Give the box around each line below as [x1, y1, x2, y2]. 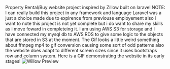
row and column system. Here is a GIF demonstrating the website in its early [5, 53, 165, 59]
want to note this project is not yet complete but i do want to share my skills [5, 20, 163, 26]
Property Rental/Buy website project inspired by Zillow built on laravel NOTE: [5, 5, 165, 10]
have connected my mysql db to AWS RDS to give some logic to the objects [5, 31, 163, 37]
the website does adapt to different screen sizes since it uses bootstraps [5, 48, 157, 53]
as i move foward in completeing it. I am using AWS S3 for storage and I [5, 26, 155, 32]
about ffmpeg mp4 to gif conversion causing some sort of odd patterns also [5, 42, 164, 48]
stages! [5, 58, 21, 64]
